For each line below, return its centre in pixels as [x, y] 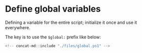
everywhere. [18, 27]
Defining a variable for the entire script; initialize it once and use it [71, 22]
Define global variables [53, 9]
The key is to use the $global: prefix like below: [53, 37]
